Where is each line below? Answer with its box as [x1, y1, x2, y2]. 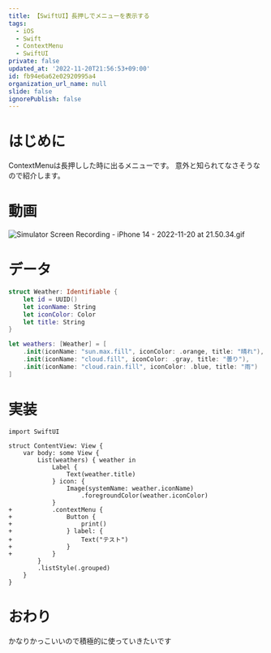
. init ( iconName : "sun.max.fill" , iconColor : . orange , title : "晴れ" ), [23, 348, 265, 356]
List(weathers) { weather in [37, 456, 136, 464]
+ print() [8, 520, 107, 528]
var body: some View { [23, 449, 100, 457]
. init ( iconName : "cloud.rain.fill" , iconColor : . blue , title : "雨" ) [23, 363, 258, 371]
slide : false [8, 87, 53, 96]
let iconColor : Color [23, 310, 96, 319]
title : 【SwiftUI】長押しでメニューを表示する [8, 11, 150, 20]
